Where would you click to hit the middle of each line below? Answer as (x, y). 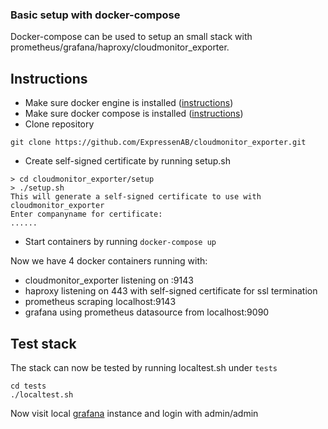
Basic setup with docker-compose (95, 15)
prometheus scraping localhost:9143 (100, 302)
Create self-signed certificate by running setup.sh (128, 161)
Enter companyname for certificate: (86, 214)
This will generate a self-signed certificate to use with (136, 197)
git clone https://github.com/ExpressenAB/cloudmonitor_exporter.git (158, 143)
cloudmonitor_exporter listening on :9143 (109, 280)
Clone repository (59, 124)
